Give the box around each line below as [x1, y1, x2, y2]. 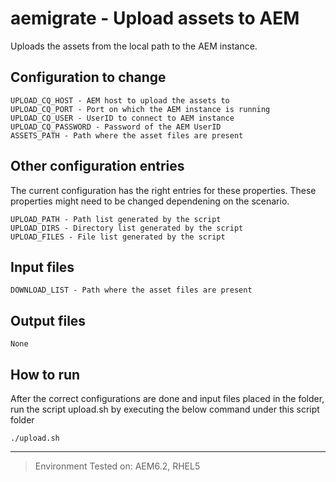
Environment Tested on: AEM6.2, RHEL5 [34, 460, 201, 472]
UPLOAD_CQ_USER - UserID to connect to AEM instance [10, 113, 235, 123]
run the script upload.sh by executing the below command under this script [10, 403, 320, 415]
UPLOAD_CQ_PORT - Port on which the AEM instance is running [10, 104, 271, 114]
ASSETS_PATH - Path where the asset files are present [10, 130, 244, 141]
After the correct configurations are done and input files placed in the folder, [10, 393, 325, 404]
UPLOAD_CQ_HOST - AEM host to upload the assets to [10, 95, 230, 106]
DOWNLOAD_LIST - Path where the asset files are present [10, 285, 253, 296]
